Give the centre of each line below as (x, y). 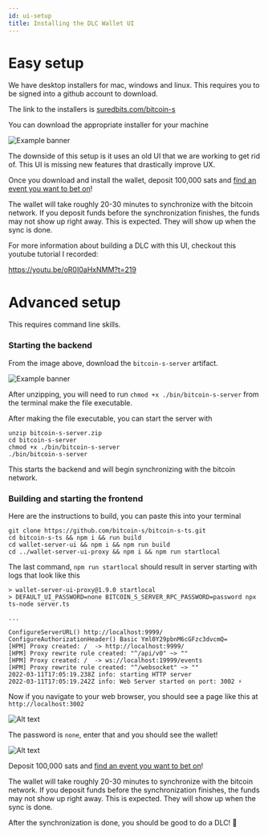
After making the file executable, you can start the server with (110, 418)
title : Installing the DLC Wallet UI (71, 23)
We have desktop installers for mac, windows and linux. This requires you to (134, 85)
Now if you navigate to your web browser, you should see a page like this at (133, 696)
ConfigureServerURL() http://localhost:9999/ (85, 632)
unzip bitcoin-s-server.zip (55, 433)
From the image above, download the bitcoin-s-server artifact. (113, 363)
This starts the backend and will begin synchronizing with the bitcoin (122, 469)
